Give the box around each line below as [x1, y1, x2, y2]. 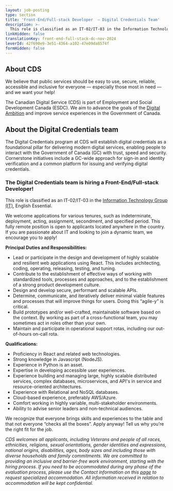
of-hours [12, 331, 32, 337]
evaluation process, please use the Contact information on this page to [5, 469, 157, 475]
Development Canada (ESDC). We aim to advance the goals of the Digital [5, 105, 161, 111]
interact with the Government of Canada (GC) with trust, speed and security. [5, 150, 167, 156]
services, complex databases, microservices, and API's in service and [12, 378, 162, 384]
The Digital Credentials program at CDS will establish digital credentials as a [5, 139, 166, 145]
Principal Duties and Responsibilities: [5, 244, 87, 250]
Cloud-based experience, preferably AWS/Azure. [12, 394, 117, 401]
